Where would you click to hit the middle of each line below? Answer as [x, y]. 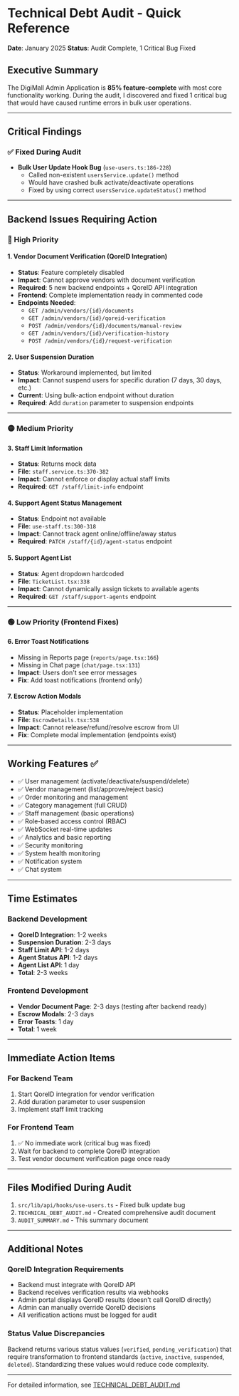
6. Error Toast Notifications [48, 642]
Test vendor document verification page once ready [94, 1158]
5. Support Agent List [39, 558]
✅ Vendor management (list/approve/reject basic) [90, 789]
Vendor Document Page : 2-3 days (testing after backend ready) [112, 1006]
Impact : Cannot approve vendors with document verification [106, 280]
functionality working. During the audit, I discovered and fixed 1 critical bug [117, 95]
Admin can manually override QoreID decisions [87, 1308]
